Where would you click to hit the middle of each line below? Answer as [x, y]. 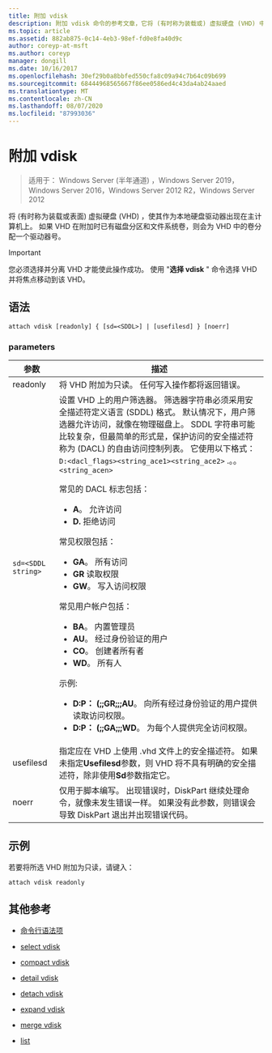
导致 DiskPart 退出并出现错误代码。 [125, 815]
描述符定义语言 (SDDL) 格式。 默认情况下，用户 [157, 412]
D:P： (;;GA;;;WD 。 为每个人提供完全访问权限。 [162, 728]
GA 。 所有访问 [100, 562]
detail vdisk [39, 978]
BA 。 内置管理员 [104, 626]
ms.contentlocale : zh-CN [50, 99]
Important [25, 253]
